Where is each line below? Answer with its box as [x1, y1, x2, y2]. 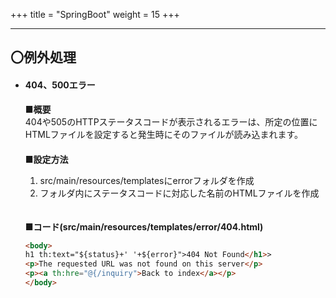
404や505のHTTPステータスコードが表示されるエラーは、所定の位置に [24, 115, 318, 128]
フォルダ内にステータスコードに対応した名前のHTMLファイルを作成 [39, 187, 320, 199]
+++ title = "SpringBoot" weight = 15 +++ [10, 9, 180, 20]
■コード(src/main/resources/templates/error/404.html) [24, 220, 264, 233]
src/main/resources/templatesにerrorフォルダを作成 [39, 174, 255, 186]
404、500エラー [24, 79, 96, 91]
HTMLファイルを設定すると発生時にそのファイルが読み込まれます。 [24, 128, 304, 140]
